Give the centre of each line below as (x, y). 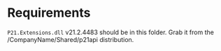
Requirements (49, 13)
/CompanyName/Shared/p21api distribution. (71, 39)
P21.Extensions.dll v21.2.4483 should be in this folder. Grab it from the (111, 32)
